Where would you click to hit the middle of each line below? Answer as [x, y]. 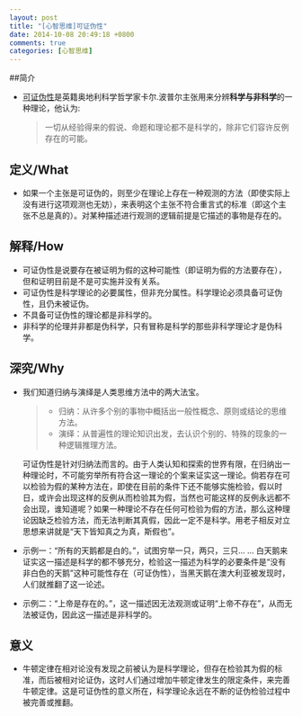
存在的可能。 [68, 139]
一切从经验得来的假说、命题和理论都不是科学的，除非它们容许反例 [167, 128]
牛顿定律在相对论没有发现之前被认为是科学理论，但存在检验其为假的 [148, 669]
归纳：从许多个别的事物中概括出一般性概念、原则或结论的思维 [173, 411]
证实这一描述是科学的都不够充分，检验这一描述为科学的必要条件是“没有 [154, 561]
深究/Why [37, 368]
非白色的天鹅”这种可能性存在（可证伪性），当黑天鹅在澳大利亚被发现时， [156, 573]
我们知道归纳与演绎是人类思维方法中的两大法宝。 [113, 391]
